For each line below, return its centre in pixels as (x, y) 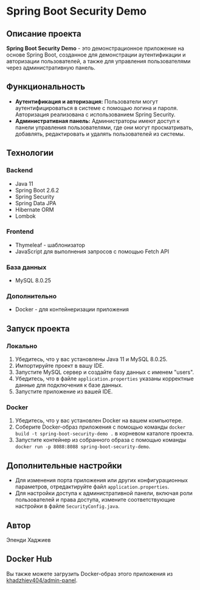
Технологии (30, 153)
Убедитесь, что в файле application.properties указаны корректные (104, 379)
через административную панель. (51, 68)
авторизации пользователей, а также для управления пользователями (98, 61)
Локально (22, 346)
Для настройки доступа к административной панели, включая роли (104, 493)
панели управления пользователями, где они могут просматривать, (104, 127)
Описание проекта (44, 34)
